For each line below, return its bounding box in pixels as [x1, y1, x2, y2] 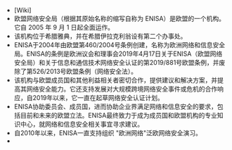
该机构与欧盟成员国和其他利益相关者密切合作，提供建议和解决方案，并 [13, 76, 218, 84]
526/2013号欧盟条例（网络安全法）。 [32, 67, 138, 75]
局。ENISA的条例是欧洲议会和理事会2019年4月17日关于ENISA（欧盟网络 [13, 49, 223, 58]
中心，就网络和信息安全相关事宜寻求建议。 [20, 120, 144, 128]
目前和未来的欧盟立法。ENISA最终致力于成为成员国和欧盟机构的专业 [20, 111, 218, 119]
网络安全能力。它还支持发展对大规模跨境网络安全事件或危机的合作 [26, 85, 218, 93]
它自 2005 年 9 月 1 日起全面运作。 [13, 23, 115, 31]
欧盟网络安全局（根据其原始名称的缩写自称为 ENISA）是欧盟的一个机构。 [13, 14, 226, 23]
